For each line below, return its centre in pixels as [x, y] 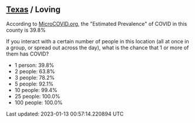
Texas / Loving [33, 10]
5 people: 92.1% [34, 84]
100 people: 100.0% [38, 102]
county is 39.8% [26, 30]
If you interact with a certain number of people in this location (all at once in [97, 41]
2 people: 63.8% [35, 71]
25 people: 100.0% [37, 96]
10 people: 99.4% [36, 90]
